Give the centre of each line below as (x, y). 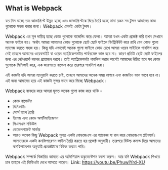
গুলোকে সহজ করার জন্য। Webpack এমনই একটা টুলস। (49, 26)
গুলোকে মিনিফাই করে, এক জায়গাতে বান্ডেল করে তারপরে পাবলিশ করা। (55, 65)
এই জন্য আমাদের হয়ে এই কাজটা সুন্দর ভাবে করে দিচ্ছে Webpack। (56, 80)
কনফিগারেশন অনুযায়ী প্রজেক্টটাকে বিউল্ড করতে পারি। (50, 146)
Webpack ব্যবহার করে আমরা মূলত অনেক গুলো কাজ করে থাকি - (54, 91)
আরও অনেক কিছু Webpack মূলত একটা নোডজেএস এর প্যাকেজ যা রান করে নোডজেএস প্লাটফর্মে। (85, 135)
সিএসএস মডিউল (25, 123)
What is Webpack (34, 8)
